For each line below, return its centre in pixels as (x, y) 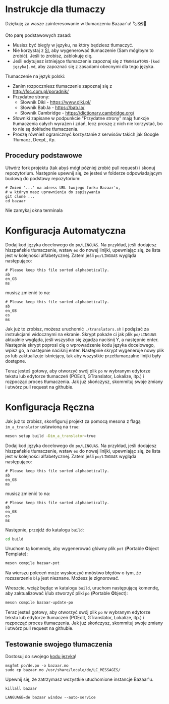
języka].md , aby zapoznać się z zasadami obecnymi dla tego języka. (83, 66)
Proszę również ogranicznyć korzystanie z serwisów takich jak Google (86, 134)
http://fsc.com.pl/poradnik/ (41, 91)
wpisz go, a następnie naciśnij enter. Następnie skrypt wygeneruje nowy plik (85, 350)
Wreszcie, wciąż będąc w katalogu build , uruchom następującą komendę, (82, 588)
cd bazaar (16, 201)
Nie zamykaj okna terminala (34, 210)
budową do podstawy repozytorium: (43, 178)
